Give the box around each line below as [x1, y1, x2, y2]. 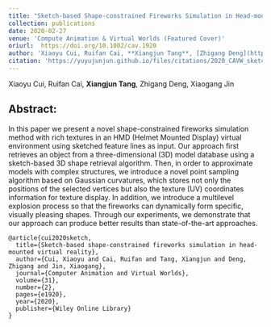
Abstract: [8, 103, 57, 116]
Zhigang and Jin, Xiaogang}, [8, 262, 106, 270]
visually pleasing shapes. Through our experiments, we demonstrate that [8, 209, 251, 219]
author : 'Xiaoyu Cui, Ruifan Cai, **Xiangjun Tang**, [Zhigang [8, 49, 226, 57]
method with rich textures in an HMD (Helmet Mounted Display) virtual [8, 132, 242, 142]
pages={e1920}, [15, 290, 67, 299]
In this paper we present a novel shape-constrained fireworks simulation [8, 124, 249, 133]
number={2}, [15, 283, 56, 291]
